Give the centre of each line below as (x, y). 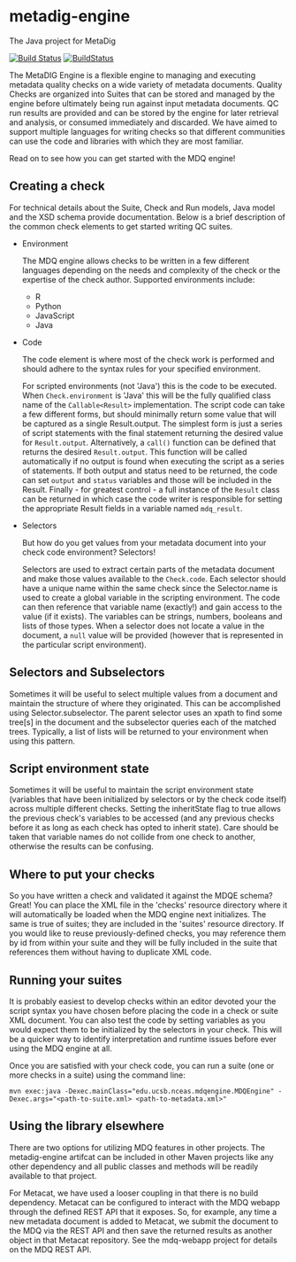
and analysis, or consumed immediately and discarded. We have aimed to (143, 122)
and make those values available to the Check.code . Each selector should (154, 579)
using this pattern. (42, 741)
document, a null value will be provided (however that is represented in (152, 635)
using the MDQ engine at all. (61, 1048)
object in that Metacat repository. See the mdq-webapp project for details (144, 1240)
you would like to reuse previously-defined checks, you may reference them (148, 933)
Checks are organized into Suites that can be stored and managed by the (142, 94)
